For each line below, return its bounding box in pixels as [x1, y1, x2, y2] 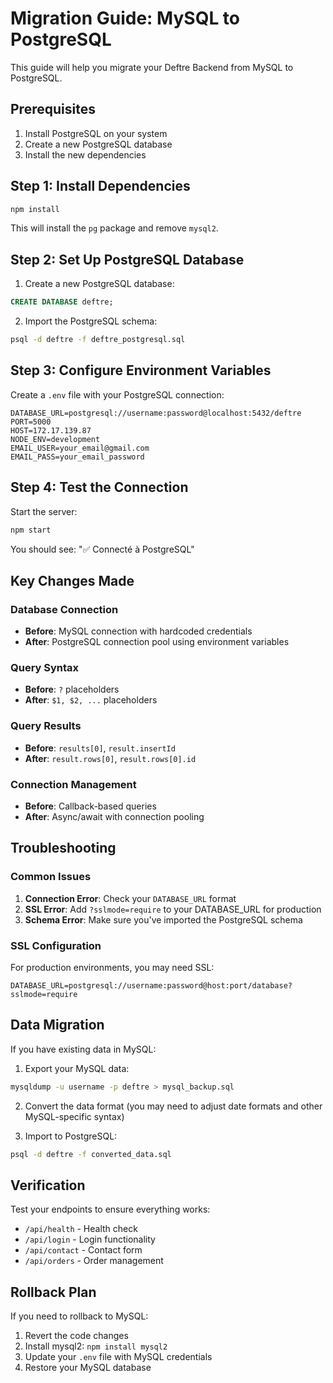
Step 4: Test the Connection [10, 479, 189, 496]
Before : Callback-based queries [24, 800, 157, 812]
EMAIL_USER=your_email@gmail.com [10, 443, 150, 453]
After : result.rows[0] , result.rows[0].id [24, 752, 197, 764]
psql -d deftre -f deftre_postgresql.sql [10, 335, 186, 345]
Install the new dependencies [24, 148, 147, 161]
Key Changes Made [10, 572, 135, 589]
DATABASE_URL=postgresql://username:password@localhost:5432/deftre [10, 408, 302, 418]
